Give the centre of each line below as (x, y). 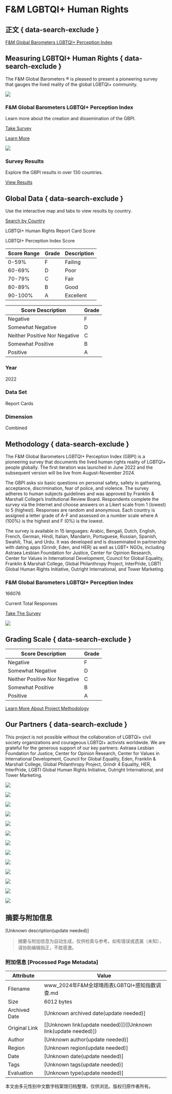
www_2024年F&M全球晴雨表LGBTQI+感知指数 (100, 985)
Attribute (23, 975)
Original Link (23, 1028)
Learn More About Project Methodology (47, 709)
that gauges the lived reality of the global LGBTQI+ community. (72, 84)
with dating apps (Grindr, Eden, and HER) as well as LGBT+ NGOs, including (85, 547)
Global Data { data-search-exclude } (64, 199)
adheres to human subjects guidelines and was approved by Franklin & (80, 494)
